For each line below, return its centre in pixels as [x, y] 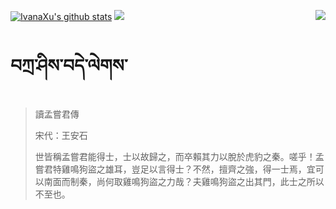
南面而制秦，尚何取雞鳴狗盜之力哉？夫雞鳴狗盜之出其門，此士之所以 [184, 181]
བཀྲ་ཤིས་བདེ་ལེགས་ [69, 66]
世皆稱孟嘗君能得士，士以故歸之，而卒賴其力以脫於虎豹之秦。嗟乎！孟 [179, 156]
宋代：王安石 [61, 135]
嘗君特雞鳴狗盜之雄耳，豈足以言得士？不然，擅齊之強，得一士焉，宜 [175, 169]
